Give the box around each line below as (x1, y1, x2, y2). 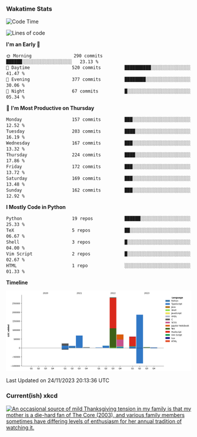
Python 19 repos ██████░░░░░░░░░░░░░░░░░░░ (6, 216, 191, 222)
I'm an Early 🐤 (6, 41, 41, 48)
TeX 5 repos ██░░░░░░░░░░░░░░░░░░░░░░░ (6, 227, 191, 234)
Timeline (6, 279, 28, 286)
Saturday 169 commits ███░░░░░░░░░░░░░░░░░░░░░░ (6, 176, 191, 181)
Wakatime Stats (6, 5, 52, 13)
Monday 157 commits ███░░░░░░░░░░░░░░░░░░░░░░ (6, 117, 191, 123)
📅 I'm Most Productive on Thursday (6, 105, 95, 112)
